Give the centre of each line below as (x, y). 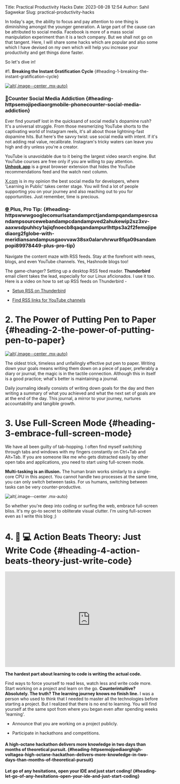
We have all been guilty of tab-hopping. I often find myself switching (74, 447)
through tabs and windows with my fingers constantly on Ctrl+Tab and (75, 452)
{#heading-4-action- (97, 550)
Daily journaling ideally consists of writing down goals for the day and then (80, 388)
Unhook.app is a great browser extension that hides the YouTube (70, 167)
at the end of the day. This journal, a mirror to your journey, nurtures (73, 398)
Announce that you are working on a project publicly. (65, 724)
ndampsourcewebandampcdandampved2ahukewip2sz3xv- (77, 221)
